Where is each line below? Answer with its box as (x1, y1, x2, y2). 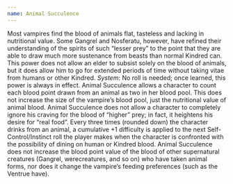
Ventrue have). (7, 169, 50, 178)
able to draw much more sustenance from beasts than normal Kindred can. (7, 51, 223, 60)
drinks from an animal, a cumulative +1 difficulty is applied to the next (7, 125, 207, 133)
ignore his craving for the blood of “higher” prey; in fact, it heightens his (7, 110, 214, 119)
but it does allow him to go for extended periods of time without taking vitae (7, 66, 225, 74)
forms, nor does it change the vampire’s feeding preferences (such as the (7, 162, 218, 170)
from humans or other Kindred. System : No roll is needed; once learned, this (7, 74, 226, 82)
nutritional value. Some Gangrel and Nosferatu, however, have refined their (7, 36, 222, 45)
